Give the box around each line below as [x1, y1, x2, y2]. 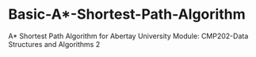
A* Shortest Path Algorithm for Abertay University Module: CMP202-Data [8, 31, 249, 41]
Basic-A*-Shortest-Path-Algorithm [8, 5, 246, 23]
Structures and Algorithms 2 [8, 39, 101, 48]
